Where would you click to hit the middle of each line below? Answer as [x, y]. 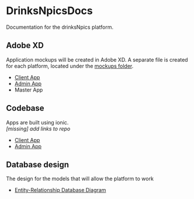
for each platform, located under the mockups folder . [70, 66]
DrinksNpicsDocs [49, 11]
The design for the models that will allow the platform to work [80, 179]
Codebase [25, 108]
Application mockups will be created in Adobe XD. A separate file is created [97, 59]
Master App [29, 90]
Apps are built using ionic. [37, 122]
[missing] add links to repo [38, 129]
